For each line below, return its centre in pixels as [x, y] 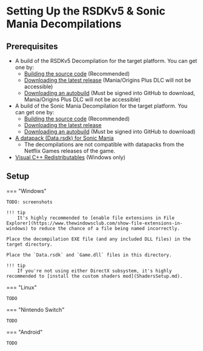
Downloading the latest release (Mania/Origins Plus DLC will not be [108, 80]
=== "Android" [25, 332]
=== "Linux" [22, 287]
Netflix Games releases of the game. [70, 151]
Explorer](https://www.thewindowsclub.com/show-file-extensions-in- [95, 223]
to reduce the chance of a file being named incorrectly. [105, 228]
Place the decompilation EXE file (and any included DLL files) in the [98, 239]
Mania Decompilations [64, 24]
